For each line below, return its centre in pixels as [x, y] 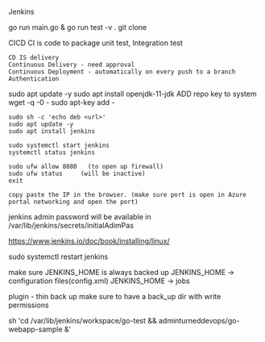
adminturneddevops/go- [199, 321]
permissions [29, 305]
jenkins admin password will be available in [80, 217]
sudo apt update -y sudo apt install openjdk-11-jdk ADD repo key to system [132, 94]
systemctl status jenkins [52, 152]
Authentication [34, 79]
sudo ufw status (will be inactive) [77, 173]
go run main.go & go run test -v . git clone [78, 27]
